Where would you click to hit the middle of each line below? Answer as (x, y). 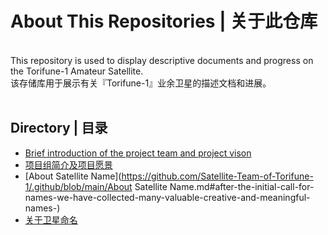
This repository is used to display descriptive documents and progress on (162, 60)
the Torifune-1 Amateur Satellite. (77, 71)
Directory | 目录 (59, 128)
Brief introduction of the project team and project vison (138, 153)
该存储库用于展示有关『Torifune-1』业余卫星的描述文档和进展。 (141, 83)
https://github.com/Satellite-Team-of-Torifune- (217, 176)
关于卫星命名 (51, 219)
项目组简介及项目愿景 (68, 164)
